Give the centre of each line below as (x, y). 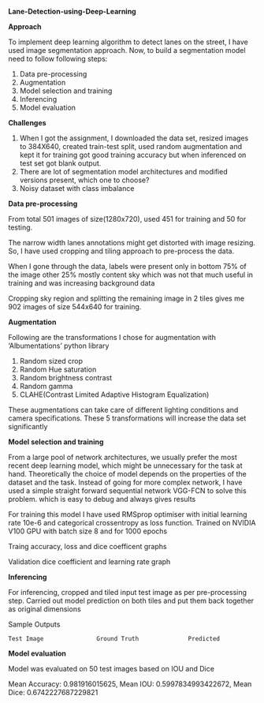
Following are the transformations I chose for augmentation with (112, 337)
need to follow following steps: (58, 59)
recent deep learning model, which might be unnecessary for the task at (125, 466)
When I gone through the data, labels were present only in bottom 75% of (127, 266)
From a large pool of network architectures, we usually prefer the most (123, 457)
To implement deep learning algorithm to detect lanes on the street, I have (128, 42)
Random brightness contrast (66, 378)
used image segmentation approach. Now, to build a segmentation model (127, 50)
